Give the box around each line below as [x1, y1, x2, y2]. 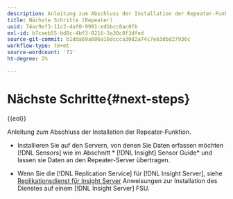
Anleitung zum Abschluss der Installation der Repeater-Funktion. [7, 128, 192, 136]
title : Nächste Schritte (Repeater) [7, 17, 113, 24]
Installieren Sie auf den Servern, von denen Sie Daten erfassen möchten [17, 141, 224, 149]
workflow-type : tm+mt [7, 42, 70, 49]
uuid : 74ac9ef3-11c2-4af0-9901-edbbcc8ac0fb [7, 23, 138, 30]
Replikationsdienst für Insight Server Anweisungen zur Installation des [17, 176, 218, 184]
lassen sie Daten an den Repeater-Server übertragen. [17, 155, 171, 164]
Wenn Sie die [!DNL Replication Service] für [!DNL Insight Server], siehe [17, 169, 223, 178]
